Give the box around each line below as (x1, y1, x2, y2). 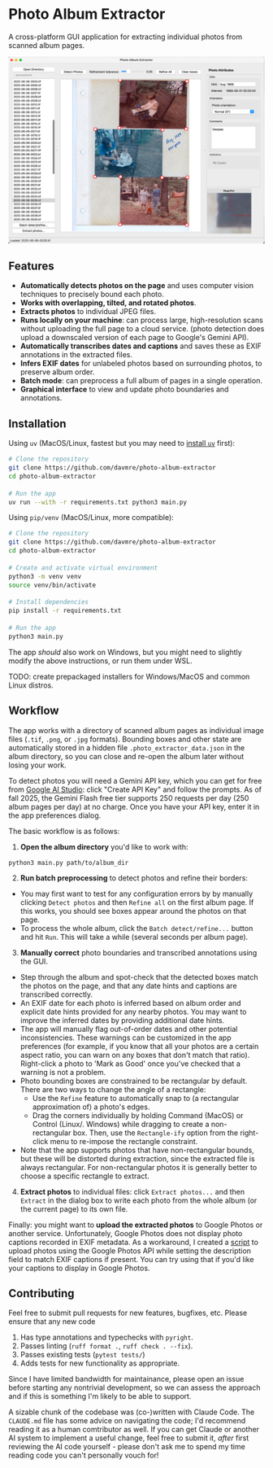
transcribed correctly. (19, 990, 93, 999)
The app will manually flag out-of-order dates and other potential (19, 1024, 238, 1033)
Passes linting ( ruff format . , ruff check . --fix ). (19, 1341, 193, 1351)
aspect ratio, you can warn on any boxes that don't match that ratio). (19, 1050, 250, 1059)
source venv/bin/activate (8, 581, 96, 589)
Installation (8, 417, 67, 430)
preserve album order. (19, 367, 95, 377)
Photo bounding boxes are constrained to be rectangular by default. (19, 1076, 248, 1086)
